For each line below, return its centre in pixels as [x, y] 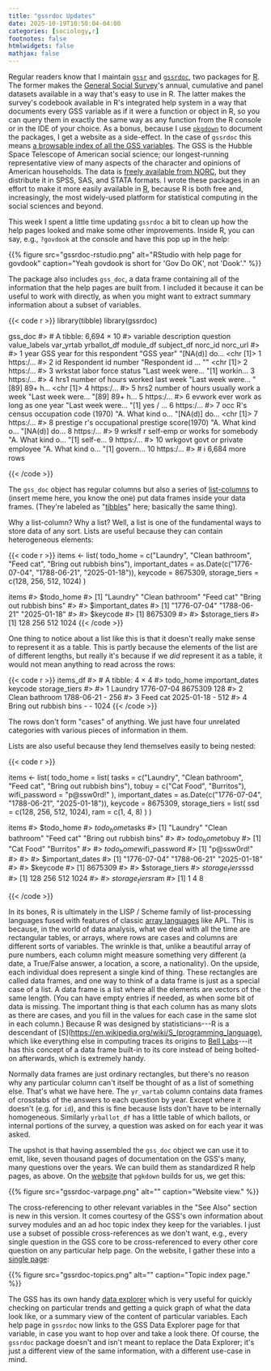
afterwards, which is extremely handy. [83, 1058]
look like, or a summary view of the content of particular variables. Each [128, 1316]
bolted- [248, 1049]
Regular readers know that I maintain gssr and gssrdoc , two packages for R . [134, 77]
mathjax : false [34, 54]
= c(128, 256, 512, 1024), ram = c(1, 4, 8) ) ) [80, 812]
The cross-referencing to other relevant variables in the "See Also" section [133, 1207]
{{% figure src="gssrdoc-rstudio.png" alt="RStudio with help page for [125, 255]
